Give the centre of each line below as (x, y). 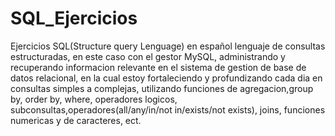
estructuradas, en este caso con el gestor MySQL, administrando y (148, 56)
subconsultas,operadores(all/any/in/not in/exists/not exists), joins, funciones (168, 109)
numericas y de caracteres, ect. (76, 120)
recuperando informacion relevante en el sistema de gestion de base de (158, 67)
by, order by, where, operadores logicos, (94, 99)
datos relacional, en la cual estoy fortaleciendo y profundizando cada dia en (166, 78)
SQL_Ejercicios (74, 18)
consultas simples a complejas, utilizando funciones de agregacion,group (162, 88)
